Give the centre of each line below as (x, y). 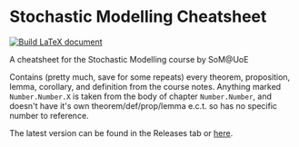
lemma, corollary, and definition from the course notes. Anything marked (145, 86)
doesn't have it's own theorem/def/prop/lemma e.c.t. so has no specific (144, 105)
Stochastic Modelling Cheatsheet (138, 17)
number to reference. (49, 115)
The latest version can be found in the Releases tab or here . (121, 132)
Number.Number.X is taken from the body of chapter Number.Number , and (141, 96)
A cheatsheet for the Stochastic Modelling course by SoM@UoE (129, 59)
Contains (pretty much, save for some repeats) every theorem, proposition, (150, 77)
